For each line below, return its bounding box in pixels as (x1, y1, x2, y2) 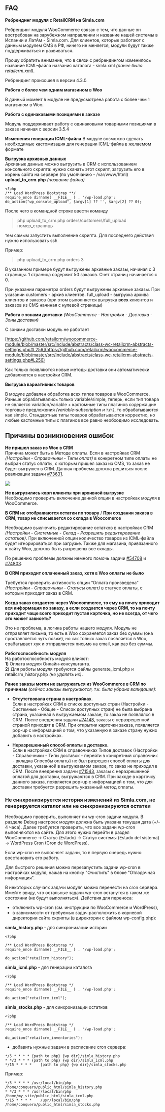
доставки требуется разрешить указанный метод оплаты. (12, 784, 134, 790)
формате (5, 146, 24, 152)
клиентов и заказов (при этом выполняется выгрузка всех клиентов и (5, 296, 153, 303)
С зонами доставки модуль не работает (5, 326, 90, 332)
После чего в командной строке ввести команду (5, 207, 108, 214)
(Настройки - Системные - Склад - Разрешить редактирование (5, 530, 140, 535)
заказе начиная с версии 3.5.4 (5, 126, 69, 132)
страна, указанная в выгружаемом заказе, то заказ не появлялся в (12, 711, 155, 717)
